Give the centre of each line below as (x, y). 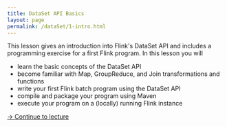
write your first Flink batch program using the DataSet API (99, 89)
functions (31, 81)
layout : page (26, 20)
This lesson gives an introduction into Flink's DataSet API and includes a (109, 46)
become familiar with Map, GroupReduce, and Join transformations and (118, 74)
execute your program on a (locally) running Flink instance (100, 104)
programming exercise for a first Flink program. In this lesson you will (105, 53)
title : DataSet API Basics (46, 13)
